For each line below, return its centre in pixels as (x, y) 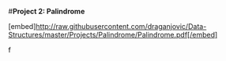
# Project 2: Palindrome (47, 11)
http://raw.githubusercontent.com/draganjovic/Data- (121, 26)
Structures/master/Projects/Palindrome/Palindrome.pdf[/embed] (113, 35)
